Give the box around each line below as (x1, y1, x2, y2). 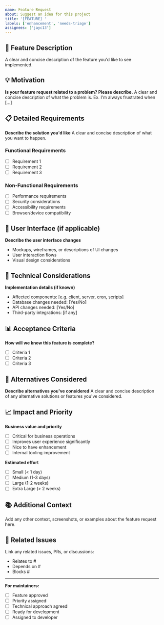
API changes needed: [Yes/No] (12, 305, 75, 311)
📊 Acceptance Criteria (5, 324, 76, 333)
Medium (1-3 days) (12, 474, 50, 481)
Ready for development (12, 609, 60, 615)
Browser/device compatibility (12, 209, 71, 216)
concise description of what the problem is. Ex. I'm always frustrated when (5, 94, 156, 100)
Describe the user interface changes (5, 237, 81, 243)
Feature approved (12, 592, 48, 598)
